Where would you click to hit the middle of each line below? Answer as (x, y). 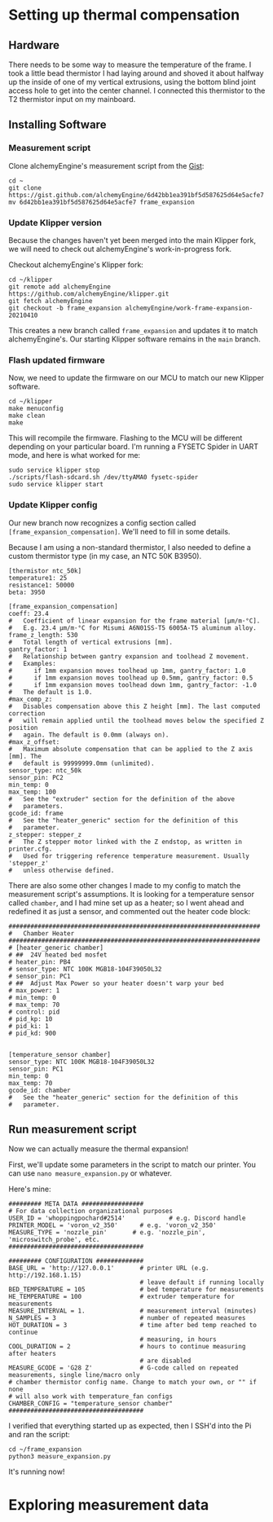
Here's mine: (30, 1189)
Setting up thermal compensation (124, 15)
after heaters (33, 1354)
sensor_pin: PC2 (36, 777)
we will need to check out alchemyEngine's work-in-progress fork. (120, 249)
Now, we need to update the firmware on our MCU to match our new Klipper (136, 378)
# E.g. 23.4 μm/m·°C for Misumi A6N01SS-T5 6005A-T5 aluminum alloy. (132, 628)
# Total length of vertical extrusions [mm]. (91, 642)
